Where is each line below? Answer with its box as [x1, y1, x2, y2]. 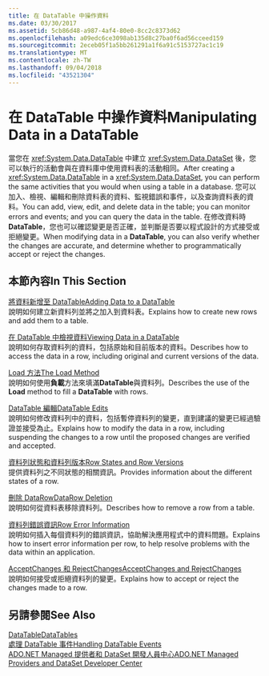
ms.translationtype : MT [8, 49, 88, 57]
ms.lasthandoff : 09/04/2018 [8, 64, 102, 72]
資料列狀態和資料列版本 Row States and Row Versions [8, 458, 184, 467]
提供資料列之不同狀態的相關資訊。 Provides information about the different [8, 467, 252, 477]
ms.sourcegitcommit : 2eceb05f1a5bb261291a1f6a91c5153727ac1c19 [8, 42, 224, 50]
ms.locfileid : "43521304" [8, 71, 94, 79]
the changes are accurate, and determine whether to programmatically [8, 241, 242, 250]
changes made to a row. [8, 583, 88, 593]
